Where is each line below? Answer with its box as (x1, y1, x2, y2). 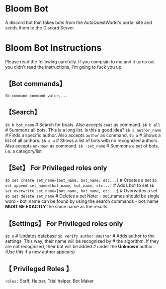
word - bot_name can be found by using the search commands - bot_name (5, 198, 159, 204)
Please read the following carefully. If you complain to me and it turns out (5, 58, 155, 65)
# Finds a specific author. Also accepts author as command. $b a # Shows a (5, 132, 161, 138)
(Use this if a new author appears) (5, 249, 76, 255)
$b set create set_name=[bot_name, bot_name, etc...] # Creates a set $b (5, 177, 157, 183)
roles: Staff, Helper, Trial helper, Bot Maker (5, 278, 94, 284)
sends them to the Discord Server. (5, 24, 76, 30)
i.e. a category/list (5, 148, 42, 154)
